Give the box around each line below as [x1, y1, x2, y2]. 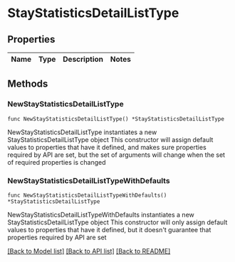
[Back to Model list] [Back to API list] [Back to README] [7, 246, 171, 255]
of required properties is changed [7, 158, 106, 166]
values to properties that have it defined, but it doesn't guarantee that [7, 225, 211, 234]
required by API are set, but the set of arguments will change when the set [7, 151, 226, 159]
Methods [7, 78, 48, 90]
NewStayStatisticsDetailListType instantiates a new [7, 128, 157, 136]
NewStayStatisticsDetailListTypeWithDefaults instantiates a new [7, 210, 194, 219]
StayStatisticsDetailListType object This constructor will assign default [7, 135, 214, 143]
